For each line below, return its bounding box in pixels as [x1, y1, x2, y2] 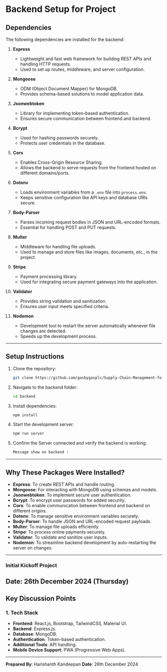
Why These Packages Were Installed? [5, 468, 125, 476]
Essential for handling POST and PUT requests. [20, 224, 117, 230]
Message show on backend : [12, 449, 69, 455]
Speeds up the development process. [20, 334, 97, 339]
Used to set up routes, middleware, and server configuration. [20, 66, 145, 72]
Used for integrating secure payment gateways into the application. [20, 279, 158, 285]
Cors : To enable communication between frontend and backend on [12, 503, 151, 508]
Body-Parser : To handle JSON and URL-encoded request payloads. [12, 519, 152, 524]
